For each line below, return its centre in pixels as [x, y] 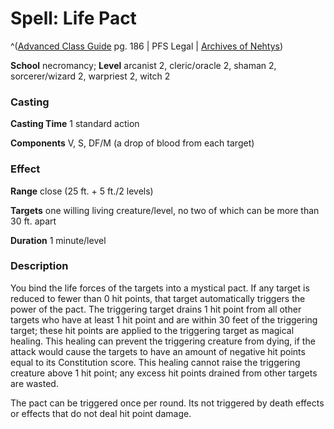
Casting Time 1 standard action [75, 124]
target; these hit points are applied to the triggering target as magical [152, 330]
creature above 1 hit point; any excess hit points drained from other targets [164, 373]
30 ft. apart [33, 221]
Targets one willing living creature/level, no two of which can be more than [165, 210]
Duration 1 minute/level [58, 240]
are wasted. [34, 383]
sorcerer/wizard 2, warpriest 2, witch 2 [90, 76]
